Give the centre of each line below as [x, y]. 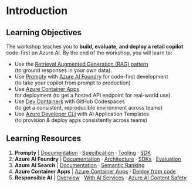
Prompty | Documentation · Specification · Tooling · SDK [83, 152]
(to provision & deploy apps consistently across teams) [81, 120]
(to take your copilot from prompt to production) [72, 83]
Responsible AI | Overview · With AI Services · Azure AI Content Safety [101, 178]
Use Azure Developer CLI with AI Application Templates [82, 114]
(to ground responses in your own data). [63, 70]
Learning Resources [43, 139]
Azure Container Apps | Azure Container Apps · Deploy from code [95, 171]
